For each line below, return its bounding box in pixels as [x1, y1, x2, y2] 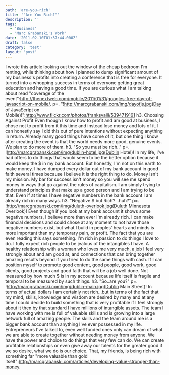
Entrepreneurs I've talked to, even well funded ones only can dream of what [5, 326, 163, 332]
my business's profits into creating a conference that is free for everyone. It [5, 74, 162, 80]
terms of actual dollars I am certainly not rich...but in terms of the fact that [5, 289, 159, 295]
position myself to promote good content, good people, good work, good [5, 262, 157, 268]
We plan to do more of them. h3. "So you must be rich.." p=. [5, 144, 130, 150]
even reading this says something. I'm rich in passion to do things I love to [5, 235, 159, 241]
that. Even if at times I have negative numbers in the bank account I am [5, 192, 153, 198]
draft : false [5, 40, 33, 45]
